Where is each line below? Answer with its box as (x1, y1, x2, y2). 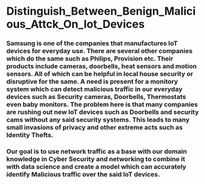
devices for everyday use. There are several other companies (6, 47, 193, 56)
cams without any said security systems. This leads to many (6, 116, 190, 124)
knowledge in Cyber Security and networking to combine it (6, 155, 185, 163)
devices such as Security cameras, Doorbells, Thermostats (6, 93, 187, 101)
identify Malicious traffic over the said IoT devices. (6, 170, 160, 178)
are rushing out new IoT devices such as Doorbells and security (6, 108, 199, 117)
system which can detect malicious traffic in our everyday (6, 85, 182, 94)
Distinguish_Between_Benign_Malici (6, 4, 196, 18)
